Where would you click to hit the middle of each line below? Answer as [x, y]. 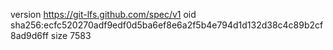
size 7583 [71, 35]
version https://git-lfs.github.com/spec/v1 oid [103, 14]
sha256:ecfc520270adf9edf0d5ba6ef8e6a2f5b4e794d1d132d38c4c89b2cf [167, 25]
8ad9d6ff [29, 35]
